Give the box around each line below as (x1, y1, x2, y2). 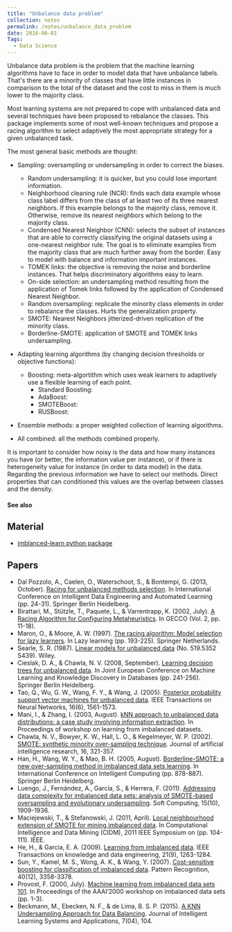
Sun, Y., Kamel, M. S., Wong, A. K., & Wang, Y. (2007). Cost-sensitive (17, 858, 215, 866)
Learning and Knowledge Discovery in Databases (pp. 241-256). (17, 674, 201, 682)
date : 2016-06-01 (7, 29, 57, 37)
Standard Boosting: (37, 386, 93, 393)
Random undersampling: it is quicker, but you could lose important (27, 174, 217, 183)
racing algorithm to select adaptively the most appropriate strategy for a (7, 126, 213, 135)
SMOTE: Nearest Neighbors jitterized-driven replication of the (27, 314, 204, 323)
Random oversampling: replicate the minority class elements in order (27, 300, 224, 307)
